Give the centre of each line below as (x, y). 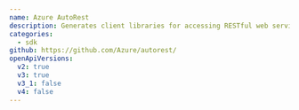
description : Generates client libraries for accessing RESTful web (139, 26)
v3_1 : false (40, 83)
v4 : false (35, 91)
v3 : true (33, 75)
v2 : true (33, 67)
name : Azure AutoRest (49, 17)
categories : (31, 34)
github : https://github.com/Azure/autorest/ (93, 51)
